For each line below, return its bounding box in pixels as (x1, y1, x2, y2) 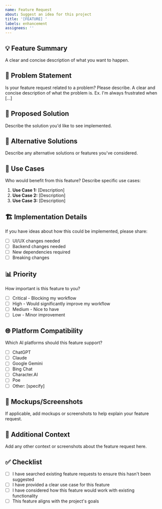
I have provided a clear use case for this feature (12, 482, 110, 488)
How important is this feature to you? (5, 286, 81, 292)
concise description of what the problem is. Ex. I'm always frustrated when (5, 90, 158, 96)
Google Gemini (12, 360, 43, 366)
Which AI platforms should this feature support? (5, 340, 103, 346)
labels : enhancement (5, 21, 48, 26)
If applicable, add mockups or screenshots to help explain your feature (5, 410, 149, 416)
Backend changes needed (12, 244, 66, 250)
